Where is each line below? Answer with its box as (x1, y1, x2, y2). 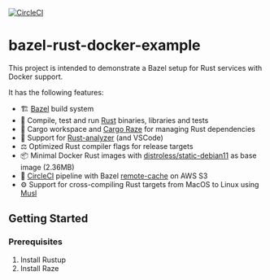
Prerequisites (8, 236, 63, 247)
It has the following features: (8, 87, 104, 97)
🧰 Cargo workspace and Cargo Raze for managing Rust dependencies (20, 124, 256, 133)
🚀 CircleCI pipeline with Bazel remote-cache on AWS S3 (20, 171, 208, 181)
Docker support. (8, 72, 63, 81)
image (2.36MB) (20, 162, 75, 172)
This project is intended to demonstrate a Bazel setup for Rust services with (8, 63, 263, 72)
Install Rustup (20, 255, 67, 265)
